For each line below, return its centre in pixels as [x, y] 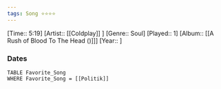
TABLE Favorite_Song [37, 72]
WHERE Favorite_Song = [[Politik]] [58, 79]
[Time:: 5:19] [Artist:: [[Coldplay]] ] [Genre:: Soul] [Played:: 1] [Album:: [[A [110, 33]
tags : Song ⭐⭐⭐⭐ [32, 13]
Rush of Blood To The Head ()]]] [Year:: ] [65, 40]
